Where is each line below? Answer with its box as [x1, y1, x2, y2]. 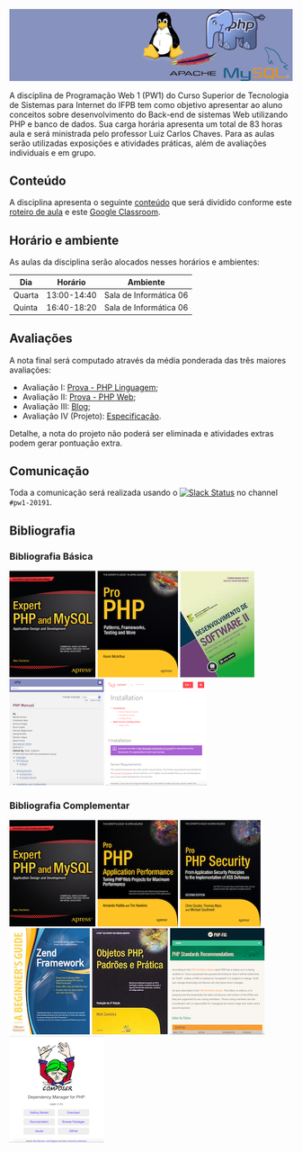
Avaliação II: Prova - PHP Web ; [22, 391, 137, 402]
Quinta [13, 302, 39, 313]
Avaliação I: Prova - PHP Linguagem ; [22, 382, 159, 392]
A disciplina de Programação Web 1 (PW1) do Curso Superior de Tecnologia [9, 90, 289, 101]
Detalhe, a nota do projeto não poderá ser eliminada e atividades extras [9, 427, 274, 438]
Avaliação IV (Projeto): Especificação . [22, 410, 162, 421]
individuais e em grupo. [9, 147, 96, 157]
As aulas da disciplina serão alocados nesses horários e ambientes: [9, 256, 260, 267]
